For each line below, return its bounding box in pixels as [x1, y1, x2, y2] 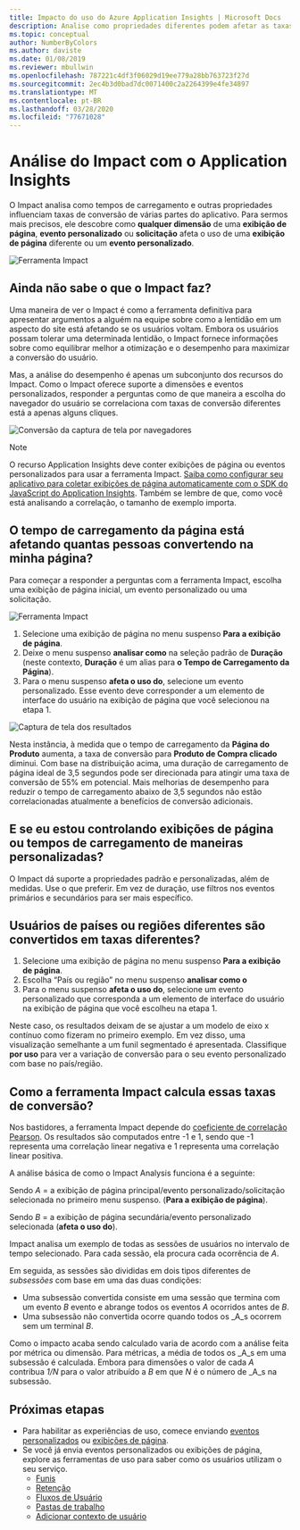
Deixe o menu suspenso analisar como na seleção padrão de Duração [21, 647, 283, 657]
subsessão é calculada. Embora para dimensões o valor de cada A [9, 1357, 254, 1367]
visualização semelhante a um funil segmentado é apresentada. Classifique [9, 1040, 287, 1050]
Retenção [35, 1482, 71, 1492]
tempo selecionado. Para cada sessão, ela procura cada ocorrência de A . [9, 1248, 279, 1259]
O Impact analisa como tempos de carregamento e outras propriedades [9, 200, 273, 211]
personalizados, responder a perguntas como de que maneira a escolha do [9, 388, 286, 398]
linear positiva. [9, 1150, 63, 1161]
